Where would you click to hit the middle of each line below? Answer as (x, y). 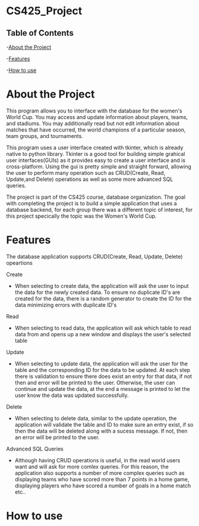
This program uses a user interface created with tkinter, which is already (95, 148)
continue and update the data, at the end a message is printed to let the (102, 389)
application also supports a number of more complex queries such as (99, 473)
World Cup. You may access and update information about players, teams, (97, 117)
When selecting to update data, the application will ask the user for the (101, 364)
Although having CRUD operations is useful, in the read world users (97, 460)
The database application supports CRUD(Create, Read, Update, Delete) (94, 256)
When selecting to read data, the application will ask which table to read (103, 328)
